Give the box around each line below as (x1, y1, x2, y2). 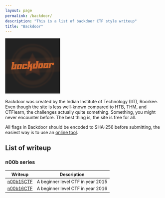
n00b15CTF (7, 179, 33, 185)
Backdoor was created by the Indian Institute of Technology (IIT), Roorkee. (5, 98, 159, 104)
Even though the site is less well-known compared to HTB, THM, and (5, 104, 147, 110)
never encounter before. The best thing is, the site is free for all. (5, 114, 136, 120)
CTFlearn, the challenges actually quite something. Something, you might (5, 109, 156, 115)
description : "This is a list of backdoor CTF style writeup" (5, 18, 137, 23)
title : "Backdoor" (5, 24, 43, 29)
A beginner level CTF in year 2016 (36, 186, 108, 192)
